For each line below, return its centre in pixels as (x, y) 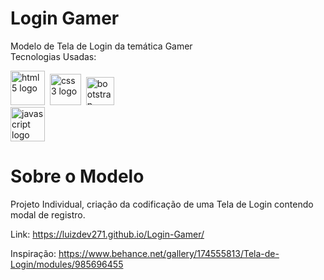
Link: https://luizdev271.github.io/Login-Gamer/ (107, 234)
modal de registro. (48, 214)
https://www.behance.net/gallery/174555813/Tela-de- (169, 253)
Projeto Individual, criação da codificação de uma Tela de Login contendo (162, 204)
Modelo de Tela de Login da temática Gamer (101, 46)
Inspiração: (33, 253)
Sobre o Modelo (77, 176)
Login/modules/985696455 (67, 264)
